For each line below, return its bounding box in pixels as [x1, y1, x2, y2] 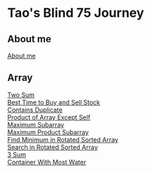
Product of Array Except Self [7, 113, 90, 121]
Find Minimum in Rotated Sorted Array [7, 135, 119, 143]
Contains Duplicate [7, 105, 63, 114]
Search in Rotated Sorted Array [7, 143, 98, 151]
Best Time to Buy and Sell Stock [7, 98, 101, 106]
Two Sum [7, 90, 35, 99]
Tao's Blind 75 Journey [7, 5, 145, 21]
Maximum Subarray [7, 120, 65, 129]
